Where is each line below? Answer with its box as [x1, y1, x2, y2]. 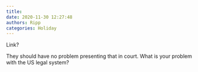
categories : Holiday [6, 25, 57, 31]
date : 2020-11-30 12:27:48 [6, 14, 73, 20]
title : [6, 8, 22, 15]
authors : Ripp [6, 19, 41, 25]
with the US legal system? [6, 59, 69, 66]
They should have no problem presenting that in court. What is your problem [6, 53, 192, 60]
